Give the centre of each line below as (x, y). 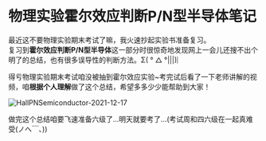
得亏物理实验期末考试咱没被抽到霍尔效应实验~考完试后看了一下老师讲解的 (129, 76)
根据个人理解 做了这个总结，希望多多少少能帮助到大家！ (120, 86)
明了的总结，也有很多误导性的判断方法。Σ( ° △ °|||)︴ (96, 60)
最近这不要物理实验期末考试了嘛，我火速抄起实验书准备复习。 (110, 40)
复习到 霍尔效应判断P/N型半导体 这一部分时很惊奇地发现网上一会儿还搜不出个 (133, 49)
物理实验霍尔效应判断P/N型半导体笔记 (133, 16)
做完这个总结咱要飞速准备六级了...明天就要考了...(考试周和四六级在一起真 (127, 119)
